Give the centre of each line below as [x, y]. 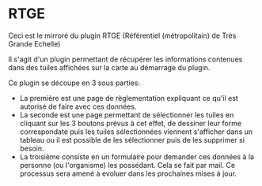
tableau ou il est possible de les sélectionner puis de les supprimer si [132, 139]
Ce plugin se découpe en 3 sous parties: [74, 83]
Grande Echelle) [34, 43]
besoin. [32, 148]
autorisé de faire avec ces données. [78, 106]
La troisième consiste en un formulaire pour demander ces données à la [137, 156]
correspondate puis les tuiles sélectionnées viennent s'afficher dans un [136, 132]
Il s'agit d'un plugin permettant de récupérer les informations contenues [125, 59]
